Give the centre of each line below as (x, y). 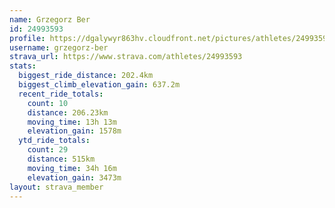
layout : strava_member (56, 187)
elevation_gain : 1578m (74, 131)
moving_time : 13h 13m (72, 122)
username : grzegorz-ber (59, 47)
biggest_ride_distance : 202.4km (86, 76)
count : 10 (48, 103)
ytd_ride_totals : (54, 141)
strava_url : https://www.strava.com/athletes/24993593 (126, 57)
